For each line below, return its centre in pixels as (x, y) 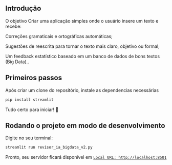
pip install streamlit (29, 100)
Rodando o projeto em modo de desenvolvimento (85, 125)
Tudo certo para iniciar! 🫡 (32, 109)
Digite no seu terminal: (29, 138)
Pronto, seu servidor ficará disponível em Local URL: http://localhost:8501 (86, 157)
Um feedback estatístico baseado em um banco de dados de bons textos (83, 56)
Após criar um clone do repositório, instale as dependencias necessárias (82, 90)
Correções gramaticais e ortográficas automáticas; (59, 36)
